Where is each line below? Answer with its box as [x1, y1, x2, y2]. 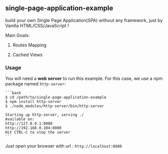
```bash [5, 90, 22, 95]
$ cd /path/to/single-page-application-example [5, 95, 107, 100]
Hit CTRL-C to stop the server [5, 130, 71, 135]
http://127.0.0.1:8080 [5, 121, 53, 126]
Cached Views [12, 51, 43, 57]
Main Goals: [5, 32, 30, 38]
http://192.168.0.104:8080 [5, 125, 62, 130]
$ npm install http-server [5, 99, 62, 104]
